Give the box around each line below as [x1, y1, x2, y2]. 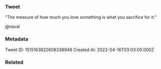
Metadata [5, 36, 28, 42]
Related [5, 59, 24, 66]
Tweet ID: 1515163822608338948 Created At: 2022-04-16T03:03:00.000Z [5, 47, 154, 53]
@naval [5, 24, 20, 29]
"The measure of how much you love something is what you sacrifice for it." [5, 14, 157, 20]
